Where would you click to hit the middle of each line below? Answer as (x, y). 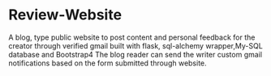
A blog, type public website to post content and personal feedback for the (132, 37)
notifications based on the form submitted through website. (108, 63)
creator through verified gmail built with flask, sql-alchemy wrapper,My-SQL (136, 45)
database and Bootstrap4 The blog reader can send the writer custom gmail (135, 54)
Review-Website (65, 15)
